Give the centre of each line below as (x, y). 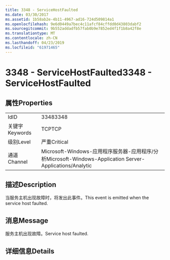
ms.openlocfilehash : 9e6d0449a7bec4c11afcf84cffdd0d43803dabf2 (73, 24)
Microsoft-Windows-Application (86, 159)
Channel (18, 162)
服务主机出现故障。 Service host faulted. (47, 234)
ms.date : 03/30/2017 (27, 15)
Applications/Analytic (67, 166)
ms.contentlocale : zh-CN (31, 38)
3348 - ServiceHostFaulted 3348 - (79, 72)
